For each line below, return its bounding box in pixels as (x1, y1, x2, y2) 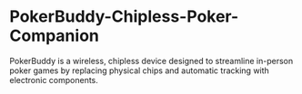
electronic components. (9, 74, 98, 85)
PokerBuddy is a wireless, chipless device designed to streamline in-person (9, 55, 294, 66)
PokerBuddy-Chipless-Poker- (9, 6, 239, 27)
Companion (9, 25, 100, 46)
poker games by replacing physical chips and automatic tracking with (9, 65, 270, 76)
